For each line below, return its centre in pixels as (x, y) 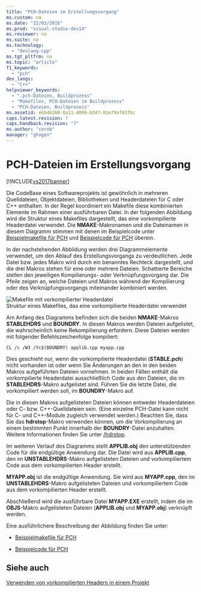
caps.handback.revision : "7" (43, 124)
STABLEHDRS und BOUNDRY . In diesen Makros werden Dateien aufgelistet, (100, 324)
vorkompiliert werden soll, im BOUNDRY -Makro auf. (70, 390)
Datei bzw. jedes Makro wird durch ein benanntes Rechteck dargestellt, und (100, 262)
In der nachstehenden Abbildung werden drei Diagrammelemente (87, 249)
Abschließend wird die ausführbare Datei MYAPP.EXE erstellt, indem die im (100, 501)
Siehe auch (28, 568)
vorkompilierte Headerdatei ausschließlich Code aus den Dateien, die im (95, 378)
